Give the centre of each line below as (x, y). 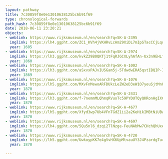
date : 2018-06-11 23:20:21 (33, 28)
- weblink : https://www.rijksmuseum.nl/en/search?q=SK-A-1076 (71, 79)
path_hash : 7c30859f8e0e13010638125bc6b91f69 (53, 24)
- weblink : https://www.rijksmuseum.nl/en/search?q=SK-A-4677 (71, 107)
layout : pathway (22, 10)
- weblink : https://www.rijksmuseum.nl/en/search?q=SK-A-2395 (71, 38)
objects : (14, 33)
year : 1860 (21, 61)
